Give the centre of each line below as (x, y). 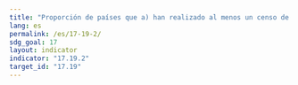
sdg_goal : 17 (33, 42)
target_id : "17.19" (46, 67)
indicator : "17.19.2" (50, 58)
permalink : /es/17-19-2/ (55, 34)
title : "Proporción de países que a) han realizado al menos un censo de (149, 17)
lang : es (25, 26)
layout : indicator (43, 50)
